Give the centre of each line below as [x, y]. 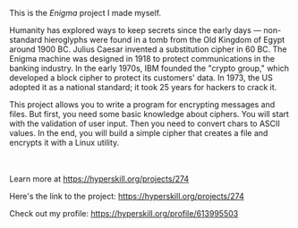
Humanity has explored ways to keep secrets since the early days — [136, 30]
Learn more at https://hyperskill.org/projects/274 [99, 179]
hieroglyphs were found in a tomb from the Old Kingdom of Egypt [165, 40]
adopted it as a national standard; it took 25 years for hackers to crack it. [143, 87]
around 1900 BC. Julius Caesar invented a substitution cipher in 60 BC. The [148, 49]
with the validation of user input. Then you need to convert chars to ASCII [145, 123]
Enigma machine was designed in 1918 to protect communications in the [142, 59]
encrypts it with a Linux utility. [64, 143]
